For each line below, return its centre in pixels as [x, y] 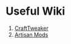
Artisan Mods [31, 34]
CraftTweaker [32, 28]
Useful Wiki [35, 11]
